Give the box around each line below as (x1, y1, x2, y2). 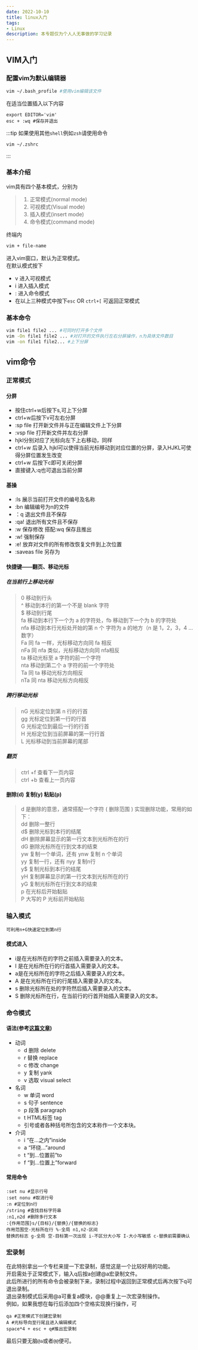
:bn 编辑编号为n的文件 (14, 503, 70, 511)
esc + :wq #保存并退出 (6, 118, 58, 124)
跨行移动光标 (6, 691, 38, 699)
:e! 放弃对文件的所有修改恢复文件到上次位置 (14, 540, 122, 548)
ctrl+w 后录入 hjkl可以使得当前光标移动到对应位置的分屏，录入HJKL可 (14, 444, 187, 451)
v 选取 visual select (23, 1076, 72, 1083)
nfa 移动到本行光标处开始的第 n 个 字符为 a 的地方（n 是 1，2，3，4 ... (20, 624, 193, 631)
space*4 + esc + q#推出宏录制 (6, 1326, 77, 1332)
